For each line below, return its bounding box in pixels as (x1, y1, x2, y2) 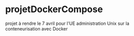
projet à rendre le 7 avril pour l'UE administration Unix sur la (5, 20, 130, 26)
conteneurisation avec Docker (5, 25, 68, 31)
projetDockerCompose (5, 4, 103, 15)
